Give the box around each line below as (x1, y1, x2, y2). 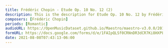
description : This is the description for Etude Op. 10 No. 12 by (5, 12, 146, 17)
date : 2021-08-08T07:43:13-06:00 (5, 35, 75, 40)
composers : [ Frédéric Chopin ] (5, 16, 68, 21)
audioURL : (5, 26, 26, 31)
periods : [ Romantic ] (5, 21, 48, 26)
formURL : (5, 30, 23, 35)
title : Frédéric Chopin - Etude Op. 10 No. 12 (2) (5, 7, 113, 12)
